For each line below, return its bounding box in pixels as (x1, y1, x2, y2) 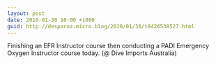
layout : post (7, 10, 45, 17)
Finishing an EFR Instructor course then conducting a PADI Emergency (7, 42, 210, 50)
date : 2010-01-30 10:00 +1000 (7, 17, 95, 23)
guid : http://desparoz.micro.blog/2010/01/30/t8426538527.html (7, 23, 195, 30)
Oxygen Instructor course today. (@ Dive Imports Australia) (7, 49, 178, 57)
